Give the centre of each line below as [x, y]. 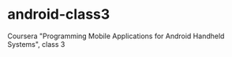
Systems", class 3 [36, 44]
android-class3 [59, 14]
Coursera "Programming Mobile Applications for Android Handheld [116, 36]
